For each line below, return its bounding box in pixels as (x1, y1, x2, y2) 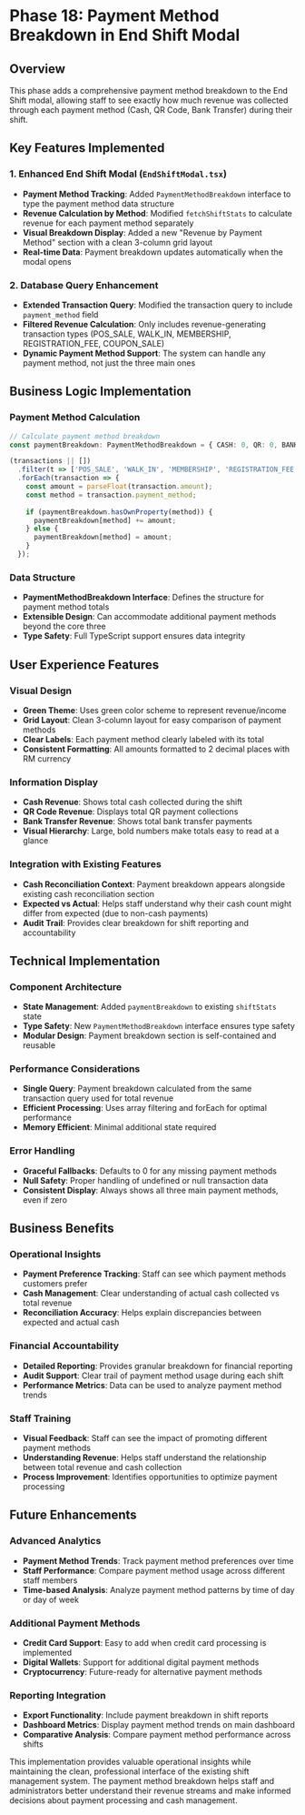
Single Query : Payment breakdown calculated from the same (22, 1084, 252, 1094)
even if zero (22, 1194, 68, 1205)
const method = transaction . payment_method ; (25, 490, 197, 499)
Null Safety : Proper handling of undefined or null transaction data (22, 1175, 269, 1185)
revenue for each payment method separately (22, 217, 194, 228)
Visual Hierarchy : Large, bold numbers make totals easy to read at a (22, 825, 280, 837)
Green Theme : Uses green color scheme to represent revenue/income (22, 704, 287, 715)
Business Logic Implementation (9, 384, 192, 399)
